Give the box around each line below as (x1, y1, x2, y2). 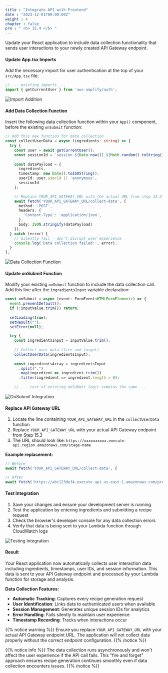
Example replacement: (5, 451, 53, 458)
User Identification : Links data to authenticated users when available (12, 601, 155, 607)
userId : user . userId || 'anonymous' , (18, 176, 97, 181)
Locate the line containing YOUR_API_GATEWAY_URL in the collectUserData (12, 416, 159, 422)
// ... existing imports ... (5, 83, 66, 88)
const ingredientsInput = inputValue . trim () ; (14, 338, 111, 343)
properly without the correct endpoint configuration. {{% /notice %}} (5, 637, 147, 643)
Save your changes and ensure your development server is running (12, 501, 151, 507)
